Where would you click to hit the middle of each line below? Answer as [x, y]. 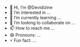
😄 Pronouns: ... [25, 35]
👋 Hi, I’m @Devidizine [31, 7]
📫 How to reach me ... [32, 28]
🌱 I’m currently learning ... [35, 18]
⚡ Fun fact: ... [23, 40]
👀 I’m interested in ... [30, 12]
